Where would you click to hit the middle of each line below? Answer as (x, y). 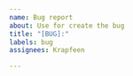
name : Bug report (41, 17)
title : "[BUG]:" (39, 34)
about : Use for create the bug (67, 26)
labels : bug (31, 42)
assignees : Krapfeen (47, 50)
